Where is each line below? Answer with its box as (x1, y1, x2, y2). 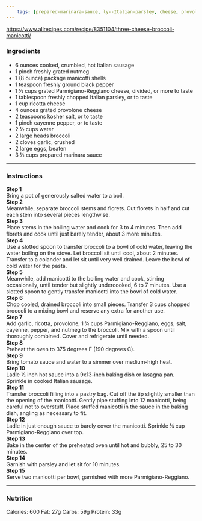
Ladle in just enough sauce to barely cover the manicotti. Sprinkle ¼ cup (6, 422, 185, 429)
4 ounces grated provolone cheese (14, 107, 102, 114)
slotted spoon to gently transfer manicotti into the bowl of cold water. (6, 288, 177, 295)
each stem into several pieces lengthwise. (6, 211, 110, 219)
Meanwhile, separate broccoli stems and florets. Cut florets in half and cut (6, 205, 190, 212)
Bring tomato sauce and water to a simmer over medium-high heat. (6, 358, 173, 366)
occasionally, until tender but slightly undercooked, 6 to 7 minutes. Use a (6, 281, 187, 289)
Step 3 (6, 217, 23, 225)
